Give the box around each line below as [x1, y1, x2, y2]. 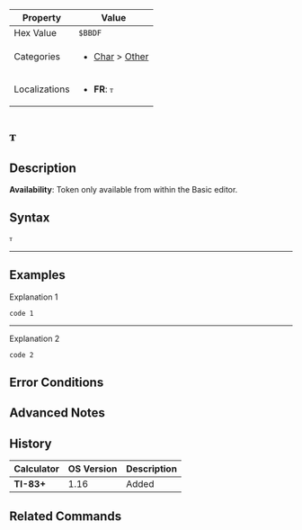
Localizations [13, 83, 70, 95]
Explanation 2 [9, 333, 60, 344]
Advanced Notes [9, 405, 106, 421]
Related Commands [9, 508, 122, 524]
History [9, 436, 52, 451]
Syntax [9, 211, 50, 226]
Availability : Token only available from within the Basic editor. [9, 184, 238, 194]
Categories [13, 50, 61, 62]
